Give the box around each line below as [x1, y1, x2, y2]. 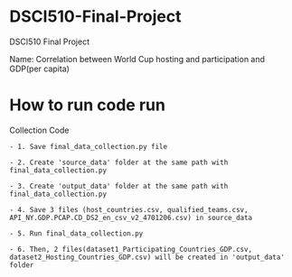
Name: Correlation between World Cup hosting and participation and [9, 53, 265, 64]
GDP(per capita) [9, 63, 71, 74]
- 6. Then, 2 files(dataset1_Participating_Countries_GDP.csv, [9, 245, 253, 254]
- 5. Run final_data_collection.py [9, 228, 144, 238]
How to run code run [9, 95, 165, 115]
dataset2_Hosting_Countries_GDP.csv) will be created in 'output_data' [9, 253, 285, 262]
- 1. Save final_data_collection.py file [9, 142, 168, 151]
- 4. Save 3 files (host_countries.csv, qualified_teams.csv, [9, 205, 249, 214]
